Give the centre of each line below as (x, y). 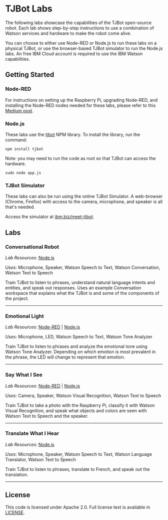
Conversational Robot (32, 247)
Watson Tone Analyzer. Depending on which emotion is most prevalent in (80, 352)
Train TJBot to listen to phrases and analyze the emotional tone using (76, 346)
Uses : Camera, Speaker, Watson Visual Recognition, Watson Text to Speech (83, 395)
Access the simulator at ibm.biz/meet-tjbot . (50, 217)
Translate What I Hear (32, 433)
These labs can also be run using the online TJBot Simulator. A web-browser (84, 197)
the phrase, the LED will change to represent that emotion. (65, 357)
